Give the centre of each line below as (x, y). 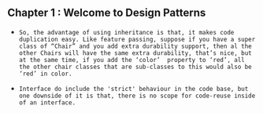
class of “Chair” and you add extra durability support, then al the (135, 46)
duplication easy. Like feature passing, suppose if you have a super (137, 39)
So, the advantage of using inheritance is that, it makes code (126, 32)
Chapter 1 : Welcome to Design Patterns (107, 13)
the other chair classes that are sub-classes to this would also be (135, 67)
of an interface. (47, 102)
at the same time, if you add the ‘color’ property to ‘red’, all (131, 60)
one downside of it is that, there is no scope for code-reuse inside (137, 96)
